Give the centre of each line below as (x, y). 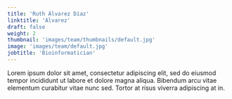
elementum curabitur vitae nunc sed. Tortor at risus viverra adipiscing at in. (116, 88)
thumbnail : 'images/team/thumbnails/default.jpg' (82, 40)
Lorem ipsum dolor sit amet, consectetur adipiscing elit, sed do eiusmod (112, 73)
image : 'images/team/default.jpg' (58, 46)
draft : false (26, 27)
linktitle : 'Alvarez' (39, 20)
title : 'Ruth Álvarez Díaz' (49, 14)
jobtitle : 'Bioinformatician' (52, 53)
